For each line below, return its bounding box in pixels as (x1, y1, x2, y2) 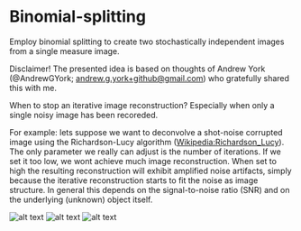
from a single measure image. (9, 45, 120, 56)
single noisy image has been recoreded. (9, 109, 159, 120)
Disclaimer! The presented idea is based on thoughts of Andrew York (9, 63, 266, 74)
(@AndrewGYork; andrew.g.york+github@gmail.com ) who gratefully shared (9, 72, 290, 83)
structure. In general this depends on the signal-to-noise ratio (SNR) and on (9, 184, 290, 195)
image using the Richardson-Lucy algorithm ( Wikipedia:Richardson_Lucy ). (9, 136, 285, 147)
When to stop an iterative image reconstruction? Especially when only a (9, 99, 275, 110)
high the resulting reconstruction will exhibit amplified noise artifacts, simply (9, 165, 292, 176)
